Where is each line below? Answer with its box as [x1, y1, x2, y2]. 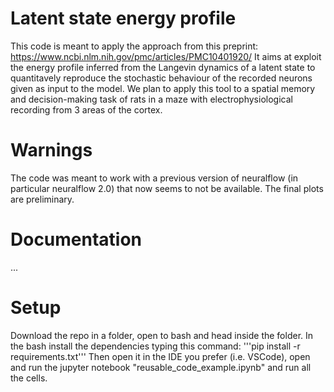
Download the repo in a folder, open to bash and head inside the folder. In [10, 329, 314, 341]
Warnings [10, 139, 93, 162]
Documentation [10, 228, 143, 251]
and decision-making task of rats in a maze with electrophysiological [10, 93, 293, 105]
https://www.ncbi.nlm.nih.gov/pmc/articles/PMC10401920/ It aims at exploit [10, 50, 322, 62]
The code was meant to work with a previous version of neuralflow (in [10, 172, 299, 184]
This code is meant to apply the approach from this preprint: [10, 40, 259, 52]
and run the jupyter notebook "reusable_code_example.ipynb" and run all [10, 361, 312, 373]
